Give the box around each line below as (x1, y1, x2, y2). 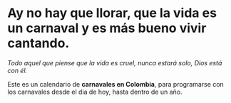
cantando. (7, 36, 70, 51)
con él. (7, 66, 28, 75)
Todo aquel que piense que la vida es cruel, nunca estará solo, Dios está (7, 58, 222, 67)
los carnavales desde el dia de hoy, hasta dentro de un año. (7, 87, 183, 96)
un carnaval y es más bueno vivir (7, 20, 207, 36)
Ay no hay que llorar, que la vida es (7, 5, 217, 21)
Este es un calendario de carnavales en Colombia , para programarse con (7, 80, 225, 88)
